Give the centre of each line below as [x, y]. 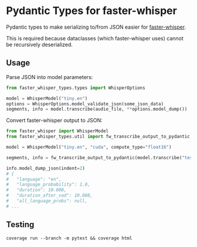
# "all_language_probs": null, [47, 201]
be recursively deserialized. [40, 44]
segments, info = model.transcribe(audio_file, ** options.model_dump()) [97, 109]
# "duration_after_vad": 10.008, [50, 195]
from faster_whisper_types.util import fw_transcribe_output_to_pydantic [98, 137]
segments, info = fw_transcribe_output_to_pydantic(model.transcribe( [94, 157]
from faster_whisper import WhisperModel [57, 131]
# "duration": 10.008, [36, 190]
